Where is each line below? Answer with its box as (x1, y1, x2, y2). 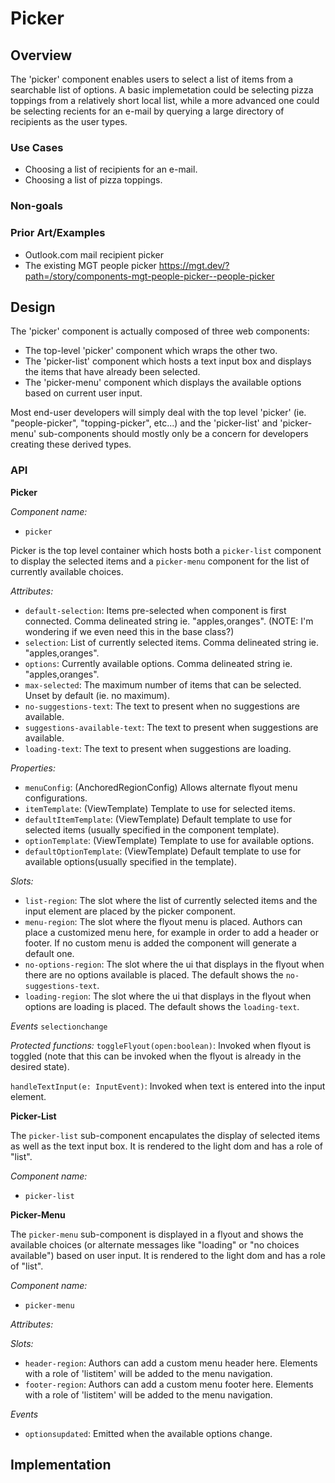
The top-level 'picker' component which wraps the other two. (24, 345, 278, 357)
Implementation (10, 1457, 112, 1474)
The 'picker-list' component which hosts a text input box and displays (24, 355, 312, 367)
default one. (24, 947, 75, 959)
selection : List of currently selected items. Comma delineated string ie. (24, 636, 320, 648)
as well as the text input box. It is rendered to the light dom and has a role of (10, 1140, 324, 1152)
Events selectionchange (10, 1020, 108, 1032)
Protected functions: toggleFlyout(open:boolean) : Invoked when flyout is (10, 1039, 312, 1051)
